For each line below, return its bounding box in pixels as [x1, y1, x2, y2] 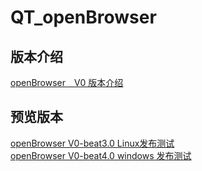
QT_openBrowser [10, 6, 157, 29]
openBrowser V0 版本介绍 [10, 77, 124, 88]
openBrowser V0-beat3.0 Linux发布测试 [10, 137, 175, 149]
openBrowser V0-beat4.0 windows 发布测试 [10, 149, 192, 161]
